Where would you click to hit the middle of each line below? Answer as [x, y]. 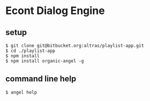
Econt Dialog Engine [55, 11]
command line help [41, 79]
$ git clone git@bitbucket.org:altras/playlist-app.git [75, 46]
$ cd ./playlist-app [31, 51]
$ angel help [21, 92]
